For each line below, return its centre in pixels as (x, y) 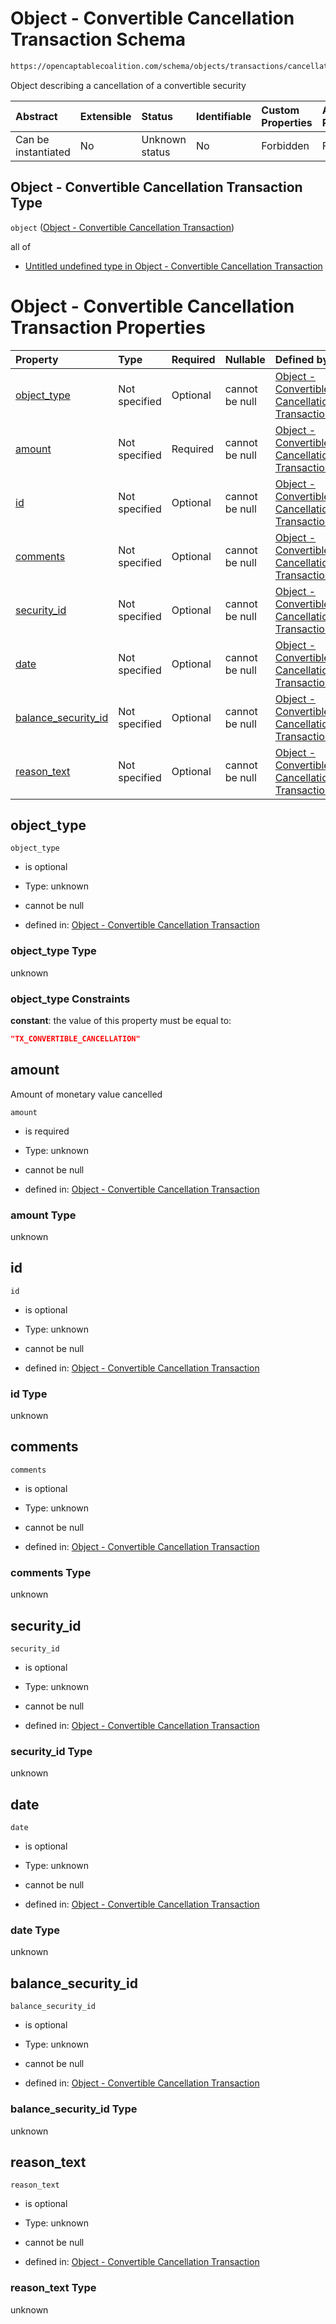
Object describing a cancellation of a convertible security (128, 85)
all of (21, 246)
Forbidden (285, 145)
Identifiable (223, 116)
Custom (280, 110)
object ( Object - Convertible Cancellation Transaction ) (122, 227)
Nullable (245, 359)
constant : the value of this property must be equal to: (121, 1020)
